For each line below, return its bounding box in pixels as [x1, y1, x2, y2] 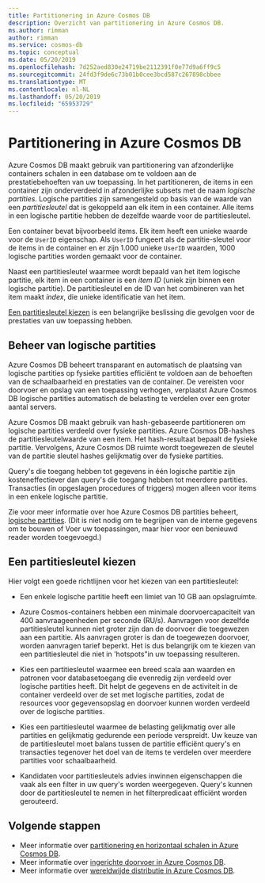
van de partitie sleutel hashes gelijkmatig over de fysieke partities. [8, 451, 224, 461]
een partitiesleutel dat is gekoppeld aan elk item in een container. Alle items [8, 203, 255, 212]
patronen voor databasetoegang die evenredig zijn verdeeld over [19, 673, 232, 682]
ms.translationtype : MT [8, 78, 87, 86]
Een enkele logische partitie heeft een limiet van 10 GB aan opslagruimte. [19, 591, 257, 601]
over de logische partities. [19, 706, 105, 716]
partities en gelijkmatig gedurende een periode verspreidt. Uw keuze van [19, 730, 258, 740]
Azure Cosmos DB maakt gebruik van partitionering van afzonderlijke [8, 160, 234, 170]
